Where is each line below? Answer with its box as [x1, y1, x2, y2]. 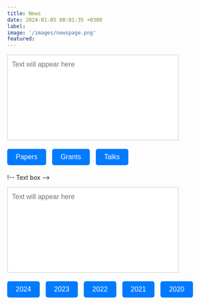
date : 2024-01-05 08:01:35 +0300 [7, 16, 103, 23]
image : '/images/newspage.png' [7, 29, 97, 36]
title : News [7, 10, 41, 17]
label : [7, 23, 26, 29]
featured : [7, 36, 36, 42]
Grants [60, 153, 82, 161]
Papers [16, 153, 38, 161]
